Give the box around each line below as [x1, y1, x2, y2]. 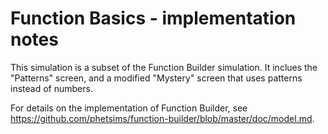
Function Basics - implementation [10, 7, 297, 30]
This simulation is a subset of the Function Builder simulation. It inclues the [10, 61, 318, 73]
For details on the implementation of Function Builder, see [10, 102, 248, 114]
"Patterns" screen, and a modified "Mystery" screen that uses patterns [10, 72, 303, 84]
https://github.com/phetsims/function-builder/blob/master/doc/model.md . [10, 112, 315, 124]
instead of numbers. [10, 82, 93, 94]
